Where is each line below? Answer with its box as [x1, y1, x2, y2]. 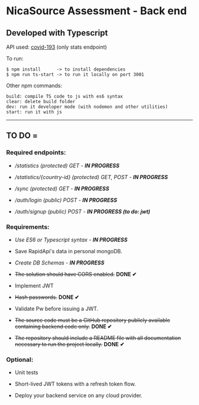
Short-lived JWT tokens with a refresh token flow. [14, 381, 136, 388]
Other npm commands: [6, 82, 63, 89]
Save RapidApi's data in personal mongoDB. [14, 247, 123, 254]
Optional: [6, 355, 34, 363]
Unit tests [14, 369, 38, 376]
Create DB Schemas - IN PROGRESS [14, 259, 105, 266]
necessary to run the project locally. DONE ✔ [14, 340, 124, 347]
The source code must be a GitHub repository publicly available [14, 316, 171, 324]
